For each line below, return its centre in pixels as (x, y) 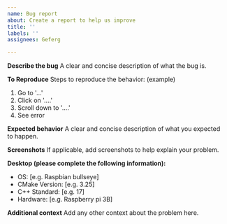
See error (31, 115)
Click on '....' (35, 100)
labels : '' (23, 33)
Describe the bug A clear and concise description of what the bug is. (107, 66)
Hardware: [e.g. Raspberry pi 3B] (65, 199)
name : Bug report (32, 14)
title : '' (22, 27)
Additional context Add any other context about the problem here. (103, 213)
